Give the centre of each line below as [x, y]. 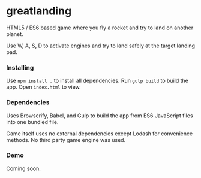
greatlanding [39, 11]
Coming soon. [23, 168]
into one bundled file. [32, 122]
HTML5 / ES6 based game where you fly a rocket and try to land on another [100, 28]
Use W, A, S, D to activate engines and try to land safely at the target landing [101, 46]
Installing [20, 67]
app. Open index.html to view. [43, 87]
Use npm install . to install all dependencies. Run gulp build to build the [97, 81]
